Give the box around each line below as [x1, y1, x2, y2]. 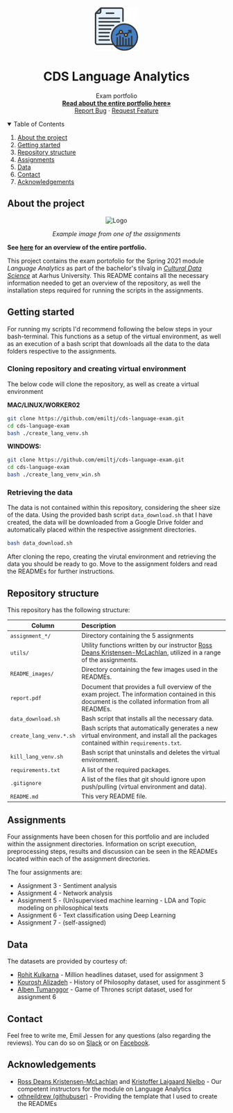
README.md [10, 793, 39, 800]
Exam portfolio [96, 91, 137, 100]
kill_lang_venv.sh [10, 753, 64, 760]
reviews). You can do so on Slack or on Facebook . [7, 1039, 150, 1047]
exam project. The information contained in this [81, 690, 216, 698]
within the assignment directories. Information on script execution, [7, 840, 197, 848]
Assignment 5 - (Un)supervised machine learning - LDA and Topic [17, 896, 207, 905]
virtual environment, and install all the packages [81, 732, 217, 740]
